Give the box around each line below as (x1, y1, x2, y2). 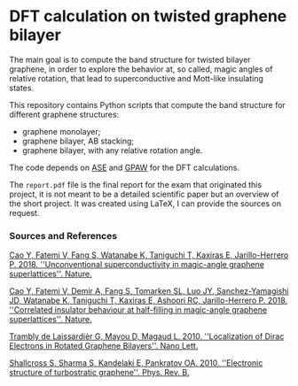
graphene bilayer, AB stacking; (21, 135, 135, 146)
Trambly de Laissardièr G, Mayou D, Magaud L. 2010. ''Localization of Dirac (9, 331, 285, 342)
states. (9, 82, 34, 93)
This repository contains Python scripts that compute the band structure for (9, 99, 286, 110)
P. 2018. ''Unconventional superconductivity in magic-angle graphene (9, 259, 264, 270)
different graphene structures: (9, 109, 120, 120)
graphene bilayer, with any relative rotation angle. (21, 144, 203, 156)
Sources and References (9, 229, 118, 242)
